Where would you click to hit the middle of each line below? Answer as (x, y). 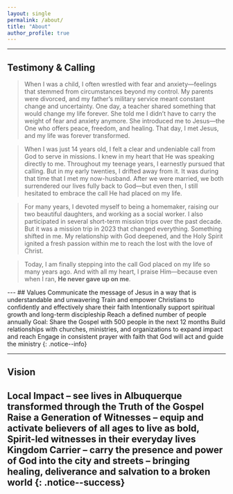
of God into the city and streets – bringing (98, 460)
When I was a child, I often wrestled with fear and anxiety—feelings (120, 85)
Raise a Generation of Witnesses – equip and (106, 417)
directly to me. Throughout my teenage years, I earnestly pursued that (124, 164)
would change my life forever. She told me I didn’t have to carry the (120, 114)
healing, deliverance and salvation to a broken (109, 471)
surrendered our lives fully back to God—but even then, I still (111, 186)
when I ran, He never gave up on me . (77, 279)
